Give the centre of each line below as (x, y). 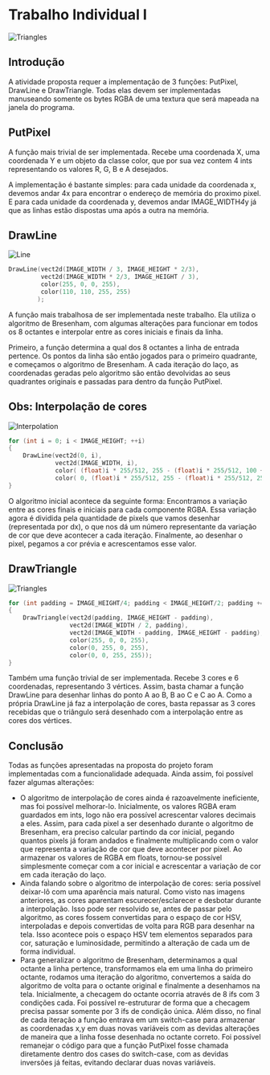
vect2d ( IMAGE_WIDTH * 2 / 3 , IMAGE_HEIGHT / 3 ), (120, 277)
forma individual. (48, 952)
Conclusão (36, 746)
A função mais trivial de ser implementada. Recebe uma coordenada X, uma (134, 152)
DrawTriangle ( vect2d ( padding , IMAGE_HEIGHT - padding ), (119, 618)
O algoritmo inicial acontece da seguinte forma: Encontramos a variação (128, 501)
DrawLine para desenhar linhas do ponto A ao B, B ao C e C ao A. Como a (130, 695)
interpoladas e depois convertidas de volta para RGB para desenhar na (137, 926)
